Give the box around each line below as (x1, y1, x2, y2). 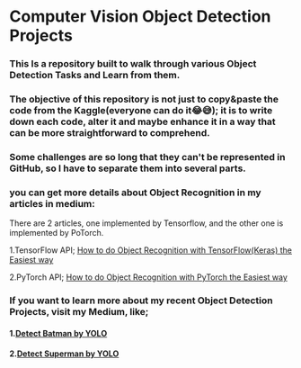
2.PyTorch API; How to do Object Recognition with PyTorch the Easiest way (9, 272, 288, 283)
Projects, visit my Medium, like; (9, 306, 149, 319)
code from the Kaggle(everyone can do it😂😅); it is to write (9, 104, 273, 117)
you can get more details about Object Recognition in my (9, 186, 262, 199)
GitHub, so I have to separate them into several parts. (9, 162, 247, 175)
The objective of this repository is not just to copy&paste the (9, 93, 279, 105)
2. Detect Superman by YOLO (9, 348, 120, 359)
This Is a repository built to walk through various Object (9, 58, 257, 70)
